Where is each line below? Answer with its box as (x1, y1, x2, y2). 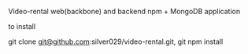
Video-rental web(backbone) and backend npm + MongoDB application (8, 7, 241, 16)
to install (8, 22, 36, 31)
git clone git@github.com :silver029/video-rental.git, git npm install (8, 37, 224, 46)
